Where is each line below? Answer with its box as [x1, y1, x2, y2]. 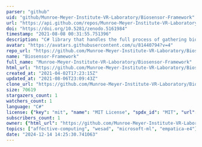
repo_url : [6, 48, 31, 54]
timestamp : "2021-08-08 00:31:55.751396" [6, 31, 112, 37]
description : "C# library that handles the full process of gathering [6, 37, 187, 43]
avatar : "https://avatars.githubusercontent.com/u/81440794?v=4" [6, 43, 173, 49]
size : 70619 [6, 87, 36, 93]
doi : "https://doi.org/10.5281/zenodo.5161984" [6, 25, 128, 32]
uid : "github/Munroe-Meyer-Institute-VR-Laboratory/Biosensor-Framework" [6, 14, 195, 20]
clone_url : [6, 82, 34, 88]
